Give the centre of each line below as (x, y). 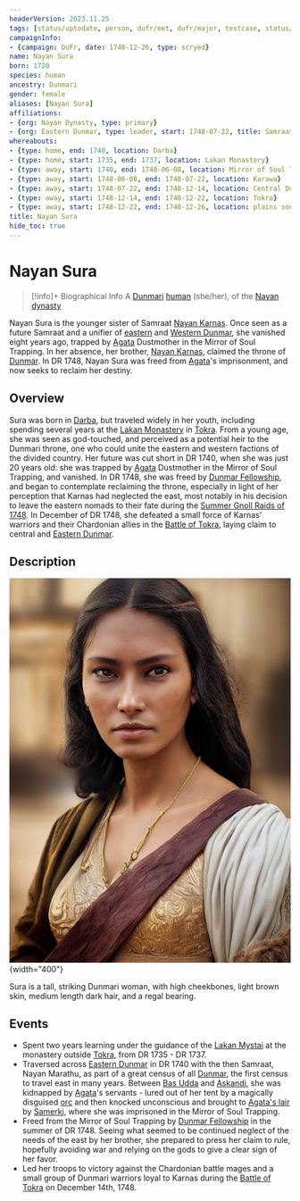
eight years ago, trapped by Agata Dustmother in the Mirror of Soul (133, 342)
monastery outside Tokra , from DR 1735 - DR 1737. (114, 1055)
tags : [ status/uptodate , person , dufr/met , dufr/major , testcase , (135, 28)
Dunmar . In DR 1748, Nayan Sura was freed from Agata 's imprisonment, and (149, 361)
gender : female (37, 94)
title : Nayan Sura (43, 217)
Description (42, 562)
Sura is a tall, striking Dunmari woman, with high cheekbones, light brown (144, 986)
